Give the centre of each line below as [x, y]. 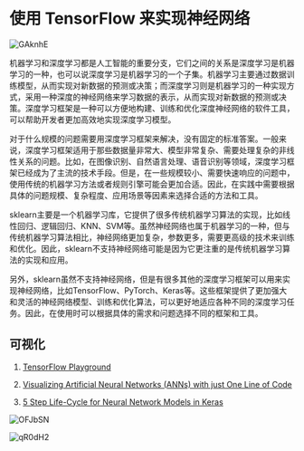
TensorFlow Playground [66, 367]
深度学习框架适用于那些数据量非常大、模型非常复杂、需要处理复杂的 [152, 149]
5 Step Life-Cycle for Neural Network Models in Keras [123, 402]
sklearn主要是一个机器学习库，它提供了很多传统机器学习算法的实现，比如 [146, 215]
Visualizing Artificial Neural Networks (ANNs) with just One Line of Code [157, 384]
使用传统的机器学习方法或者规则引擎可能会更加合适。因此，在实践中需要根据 [152, 184]
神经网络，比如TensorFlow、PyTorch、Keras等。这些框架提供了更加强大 [152, 290]
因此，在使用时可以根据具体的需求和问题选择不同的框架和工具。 [144, 312]
